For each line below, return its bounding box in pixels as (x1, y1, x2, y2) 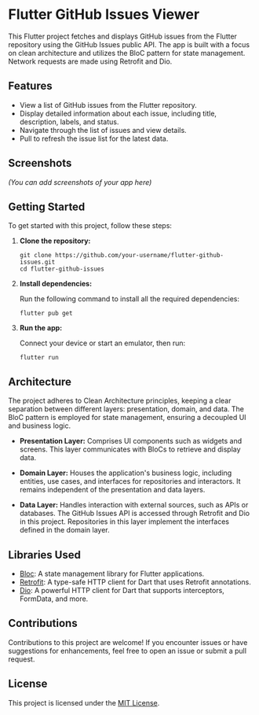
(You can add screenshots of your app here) (8, 177, 152, 186)
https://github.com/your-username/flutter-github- (54, 252, 224, 260)
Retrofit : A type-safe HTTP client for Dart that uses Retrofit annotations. (19, 577, 251, 587)
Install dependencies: (19, 279, 93, 289)
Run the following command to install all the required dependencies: (19, 294, 240, 304)
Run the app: (19, 323, 63, 333)
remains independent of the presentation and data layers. (19, 485, 206, 495)
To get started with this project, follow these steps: (8, 221, 173, 230)
